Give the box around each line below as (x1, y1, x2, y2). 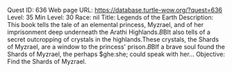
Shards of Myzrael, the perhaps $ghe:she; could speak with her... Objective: (7, 50, 226, 58)
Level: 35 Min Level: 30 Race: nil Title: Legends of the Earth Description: (7, 13, 214, 21)
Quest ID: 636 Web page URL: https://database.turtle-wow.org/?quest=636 (7, 6, 222, 14)
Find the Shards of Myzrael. (7, 57, 87, 65)
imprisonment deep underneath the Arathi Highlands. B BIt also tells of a (7, 28, 210, 36)
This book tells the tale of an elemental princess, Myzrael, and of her (7, 21, 204, 28)
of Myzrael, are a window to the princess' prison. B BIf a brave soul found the (7, 43, 226, 51)
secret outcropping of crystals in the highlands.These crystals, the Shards (7, 35, 219, 44)
